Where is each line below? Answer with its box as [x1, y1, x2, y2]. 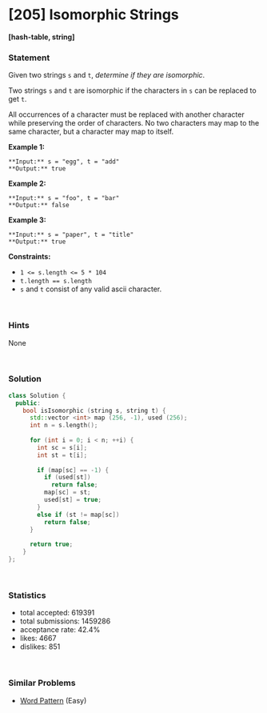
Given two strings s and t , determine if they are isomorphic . [8, 70, 205, 80]
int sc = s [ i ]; [37, 443, 88, 451]
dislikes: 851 [19, 642, 61, 651]
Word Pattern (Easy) [19, 695, 87, 705]
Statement [8, 52, 50, 63]
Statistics [8, 590, 46, 601]
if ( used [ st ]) [43, 474, 91, 482]
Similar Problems [8, 678, 76, 689]
